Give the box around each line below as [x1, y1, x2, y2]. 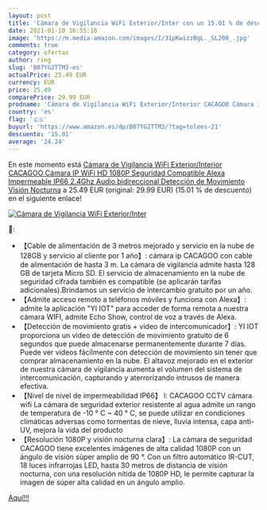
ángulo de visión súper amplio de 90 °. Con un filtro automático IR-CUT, [19, 452, 255, 461]
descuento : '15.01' [8, 130, 73, 138]
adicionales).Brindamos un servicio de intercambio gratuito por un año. [19, 284, 253, 295]
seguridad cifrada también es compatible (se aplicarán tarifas [19, 277, 222, 286]
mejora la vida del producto [33, 425, 123, 434]
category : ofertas [8, 49, 69, 57]
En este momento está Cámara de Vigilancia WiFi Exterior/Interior [8, 159, 222, 169]
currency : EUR [8, 78, 56, 86]
